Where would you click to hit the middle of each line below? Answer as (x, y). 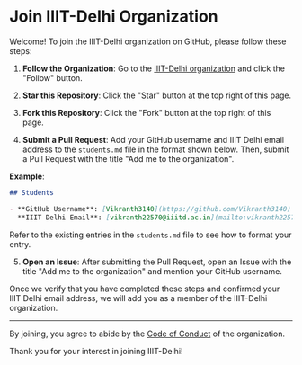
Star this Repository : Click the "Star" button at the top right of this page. (157, 95)
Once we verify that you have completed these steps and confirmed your (145, 289)
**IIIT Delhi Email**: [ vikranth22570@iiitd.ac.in (114, 218)
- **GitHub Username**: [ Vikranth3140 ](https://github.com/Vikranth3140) (151, 209)
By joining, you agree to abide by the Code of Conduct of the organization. (147, 334)
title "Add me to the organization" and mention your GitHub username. (152, 271)
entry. (20, 244)
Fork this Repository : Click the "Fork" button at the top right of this (147, 112)
